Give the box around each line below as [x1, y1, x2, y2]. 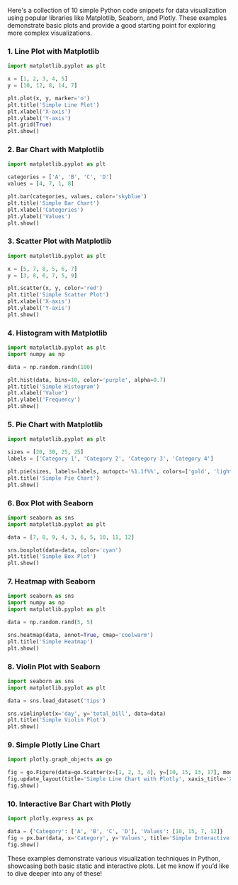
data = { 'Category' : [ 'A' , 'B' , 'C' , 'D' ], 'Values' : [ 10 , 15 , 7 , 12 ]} [7, 828, 224, 835]
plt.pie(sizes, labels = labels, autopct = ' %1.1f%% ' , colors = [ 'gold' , [7, 468, 211, 475]
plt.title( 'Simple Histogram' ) [7, 383, 100, 390]
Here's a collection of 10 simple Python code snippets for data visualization [7, 6, 227, 14]
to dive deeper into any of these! [7, 869, 103, 877]
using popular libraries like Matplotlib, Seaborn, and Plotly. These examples [7, 14, 227, 22]
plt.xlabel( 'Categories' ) [7, 206, 84, 213]
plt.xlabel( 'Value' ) [7, 390, 69, 397]
